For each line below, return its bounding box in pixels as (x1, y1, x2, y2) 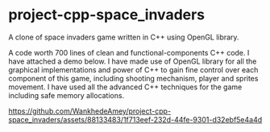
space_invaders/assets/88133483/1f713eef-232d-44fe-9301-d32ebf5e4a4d (8, 114, 263, 124)
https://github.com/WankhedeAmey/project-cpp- (8, 106, 172, 116)
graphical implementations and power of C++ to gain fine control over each (8, 64, 259, 74)
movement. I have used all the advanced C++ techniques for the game (8, 82, 243, 92)
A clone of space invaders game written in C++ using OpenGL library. (8, 32, 239, 42)
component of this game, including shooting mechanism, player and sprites (8, 73, 259, 83)
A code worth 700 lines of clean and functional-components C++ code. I (8, 47, 250, 57)
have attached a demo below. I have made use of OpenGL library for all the (8, 56, 257, 66)
